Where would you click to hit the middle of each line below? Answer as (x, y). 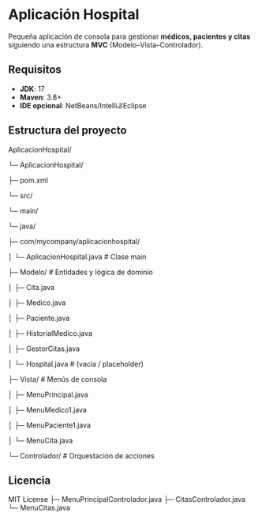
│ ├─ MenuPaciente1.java (50, 425)
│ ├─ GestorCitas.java (44, 349)
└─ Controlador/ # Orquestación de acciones (82, 455)
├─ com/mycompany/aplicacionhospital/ (74, 241)
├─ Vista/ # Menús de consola (58, 379)
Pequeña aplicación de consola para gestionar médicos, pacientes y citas (129, 36)
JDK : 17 (32, 89)
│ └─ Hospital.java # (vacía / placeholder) (76, 364)
